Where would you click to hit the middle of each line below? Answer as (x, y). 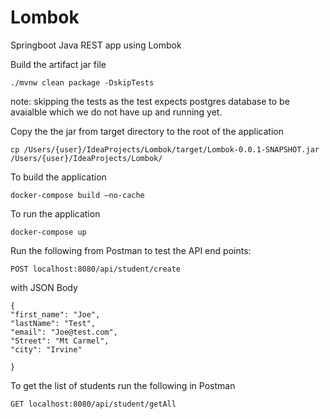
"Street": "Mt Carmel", (60, 341)
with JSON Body (44, 287)
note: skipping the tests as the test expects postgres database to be (150, 101)
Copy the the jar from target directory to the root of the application (147, 131)
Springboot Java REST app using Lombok (96, 45)
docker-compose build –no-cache (77, 195)
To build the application (58, 177)
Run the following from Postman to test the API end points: (131, 250)
